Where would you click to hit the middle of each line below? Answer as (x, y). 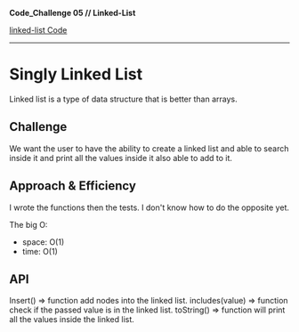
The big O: (28, 224)
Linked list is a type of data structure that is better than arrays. (123, 99)
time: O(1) (40, 251)
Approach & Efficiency (73, 186)
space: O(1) (43, 242)
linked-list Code (38, 30)
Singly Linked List (76, 74)
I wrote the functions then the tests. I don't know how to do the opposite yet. (149, 207)
